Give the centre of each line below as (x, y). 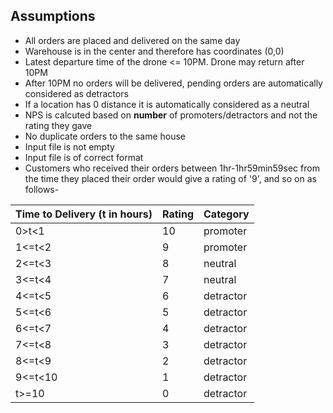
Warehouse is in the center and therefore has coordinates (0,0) (154, 51)
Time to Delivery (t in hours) (84, 214)
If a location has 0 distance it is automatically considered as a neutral (167, 104)
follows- (42, 189)
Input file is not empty (69, 146)
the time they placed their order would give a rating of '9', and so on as (170, 178)
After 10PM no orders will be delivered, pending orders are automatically (173, 83)
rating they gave (58, 125)
